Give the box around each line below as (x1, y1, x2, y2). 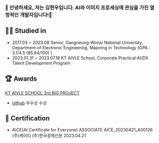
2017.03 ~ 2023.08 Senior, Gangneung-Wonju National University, (12, 40, 144, 45)
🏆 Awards (5, 75, 37, 83)
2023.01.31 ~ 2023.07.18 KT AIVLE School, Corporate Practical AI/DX (12, 55, 149, 61)
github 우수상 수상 (12, 100, 47, 106)
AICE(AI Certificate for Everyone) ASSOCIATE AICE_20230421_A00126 (12, 127, 153, 133)
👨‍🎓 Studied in (5, 27, 46, 35)
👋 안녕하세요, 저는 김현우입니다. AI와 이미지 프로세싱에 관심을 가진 (5, 4, 149, 11)
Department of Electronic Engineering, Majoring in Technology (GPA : (12, 44, 150, 50)
